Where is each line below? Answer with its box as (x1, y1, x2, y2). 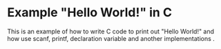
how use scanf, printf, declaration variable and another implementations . (7, 34, 215, 42)
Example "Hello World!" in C (7, 5, 173, 20)
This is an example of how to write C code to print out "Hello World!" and (7, 27, 215, 35)
